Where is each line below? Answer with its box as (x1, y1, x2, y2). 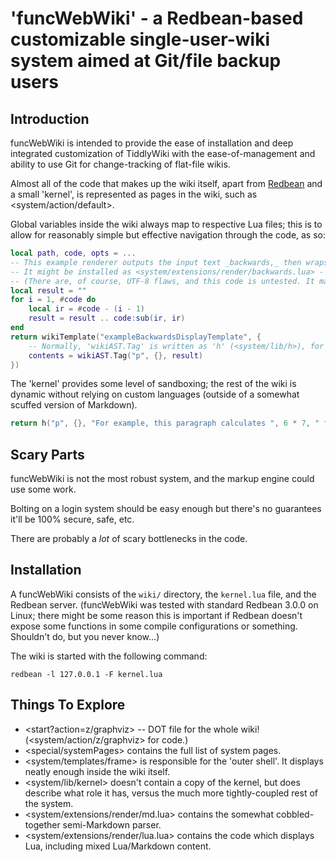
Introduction (10, 110, 90, 127)
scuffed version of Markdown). (10, 399, 138, 411)
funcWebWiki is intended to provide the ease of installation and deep (10, 137, 294, 149)
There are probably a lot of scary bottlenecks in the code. (10, 533, 248, 545)
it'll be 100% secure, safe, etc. (10, 513, 135, 526)
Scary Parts (10, 446, 85, 463)
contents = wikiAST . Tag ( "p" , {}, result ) (28, 350, 203, 361)
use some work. (10, 483, 77, 496)
